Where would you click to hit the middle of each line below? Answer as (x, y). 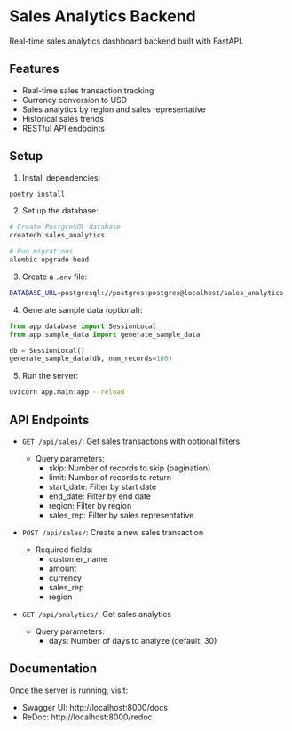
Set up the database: (60, 211)
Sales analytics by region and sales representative (114, 109)
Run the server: (50, 376)
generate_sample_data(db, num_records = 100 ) (91, 359)
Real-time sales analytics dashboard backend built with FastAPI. (126, 41)
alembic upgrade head (49, 260)
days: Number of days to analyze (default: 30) (133, 641)
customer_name (78, 559)
